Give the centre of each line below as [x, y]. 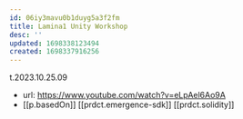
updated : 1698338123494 [55, 43]
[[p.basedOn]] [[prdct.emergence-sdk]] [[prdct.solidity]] [128, 104]
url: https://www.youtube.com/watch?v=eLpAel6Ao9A [124, 95]
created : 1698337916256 [55, 52]
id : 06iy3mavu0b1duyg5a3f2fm [65, 18]
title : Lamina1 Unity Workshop [69, 26]
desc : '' [26, 35]
